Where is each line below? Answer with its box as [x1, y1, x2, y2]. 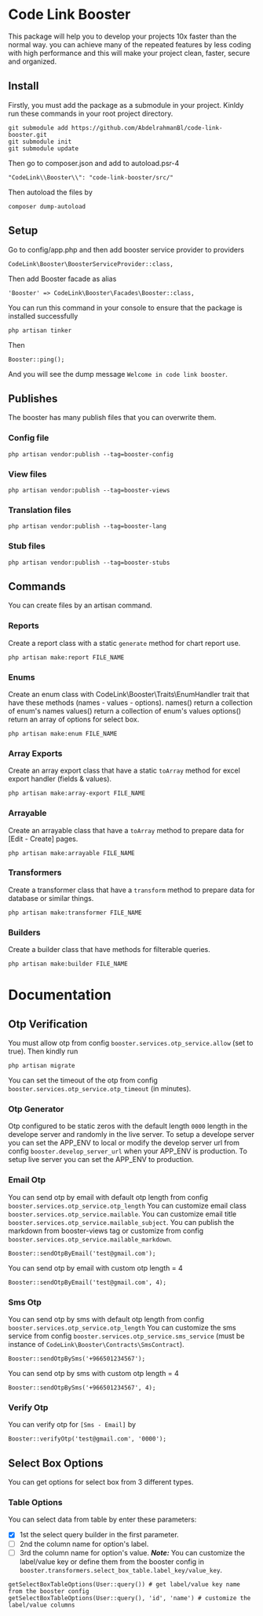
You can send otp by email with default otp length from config [8, 1192, 209, 1201]
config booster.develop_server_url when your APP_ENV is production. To [8, 1146, 247, 1156]
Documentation [8, 986, 112, 1004]
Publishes [8, 392, 58, 405]
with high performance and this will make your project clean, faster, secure [8, 48, 250, 57]
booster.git [8, 131, 47, 138]
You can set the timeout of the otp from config [8, 1075, 159, 1085]
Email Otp [8, 1175, 46, 1186]
